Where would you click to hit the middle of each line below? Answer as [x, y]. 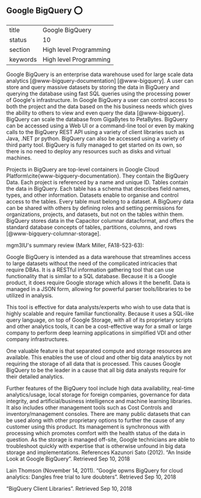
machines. [19, 158]
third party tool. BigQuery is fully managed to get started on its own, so [94, 145]
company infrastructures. [38, 339]
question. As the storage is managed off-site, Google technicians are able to [101, 439]
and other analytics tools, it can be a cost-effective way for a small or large [99, 326]
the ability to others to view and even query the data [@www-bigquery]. [96, 113]
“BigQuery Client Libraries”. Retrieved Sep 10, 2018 [69, 488]
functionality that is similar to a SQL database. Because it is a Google [91, 276]
